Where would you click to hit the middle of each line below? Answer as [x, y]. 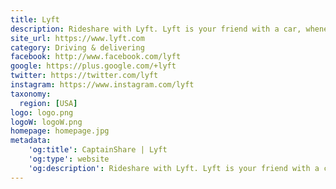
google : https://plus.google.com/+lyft [93, 66]
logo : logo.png [42, 112]
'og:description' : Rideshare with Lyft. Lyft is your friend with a [174, 168]
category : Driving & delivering [77, 47]
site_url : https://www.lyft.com [77, 38]
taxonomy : [31, 94]
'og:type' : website [69, 159]
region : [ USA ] [48, 103]
